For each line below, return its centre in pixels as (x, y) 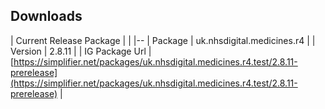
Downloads (46, 16)
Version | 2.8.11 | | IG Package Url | (81, 51)
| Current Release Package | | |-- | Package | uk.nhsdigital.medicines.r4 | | (163, 40)
